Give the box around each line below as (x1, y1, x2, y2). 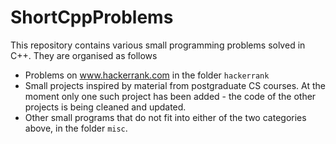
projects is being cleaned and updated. (24, 101, 187, 113)
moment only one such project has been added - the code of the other (24, 90, 317, 102)
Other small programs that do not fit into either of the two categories (24, 111, 307, 123)
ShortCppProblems (10, 6, 174, 29)
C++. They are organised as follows (10, 49, 158, 61)
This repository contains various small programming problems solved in (10, 39, 306, 51)
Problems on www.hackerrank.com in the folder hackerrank (24, 69, 270, 81)
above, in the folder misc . (24, 122, 128, 134)
